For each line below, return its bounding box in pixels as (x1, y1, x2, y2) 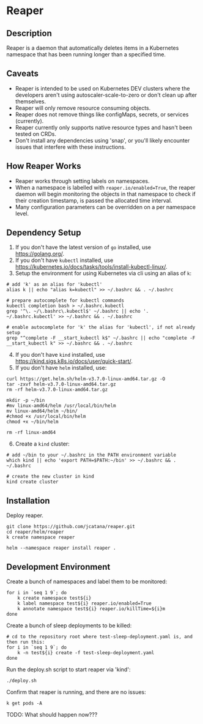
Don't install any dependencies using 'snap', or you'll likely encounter (15, 136, 190, 144)
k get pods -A (6, 700, 43, 707)
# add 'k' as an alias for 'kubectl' (6, 282, 103, 288)
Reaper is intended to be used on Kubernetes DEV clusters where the (15, 84, 190, 92)
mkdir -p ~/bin (6, 397, 45, 404)
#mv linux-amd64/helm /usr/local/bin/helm (6, 403, 116, 409)
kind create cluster (6, 479, 59, 485)
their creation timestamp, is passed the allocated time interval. (15, 196, 172, 204)
